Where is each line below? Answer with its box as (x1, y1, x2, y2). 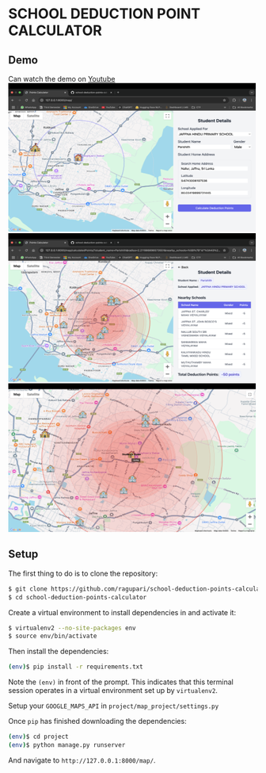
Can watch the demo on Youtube (8, 75, 116, 83)
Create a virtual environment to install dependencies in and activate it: (8, 607, 236, 617)
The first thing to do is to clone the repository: (8, 568, 158, 578)
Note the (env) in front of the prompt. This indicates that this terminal (8, 677, 234, 687)
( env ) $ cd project (8, 733, 69, 741)
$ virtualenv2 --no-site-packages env (8, 624, 136, 632)
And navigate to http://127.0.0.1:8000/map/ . (8, 755, 156, 765)
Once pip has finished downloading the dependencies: (8, 717, 188, 726)
